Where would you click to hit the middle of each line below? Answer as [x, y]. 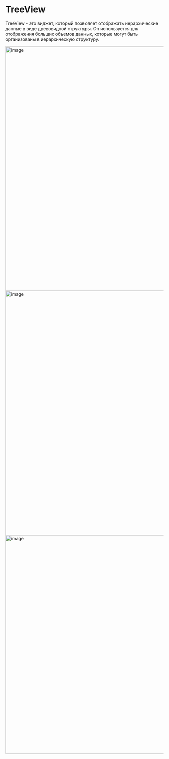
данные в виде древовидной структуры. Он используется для [72, 28]
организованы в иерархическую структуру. [52, 39]
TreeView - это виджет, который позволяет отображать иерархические [82, 23]
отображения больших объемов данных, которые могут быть [72, 34]
